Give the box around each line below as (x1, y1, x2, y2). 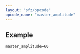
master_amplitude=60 (5, 44, 49, 49)
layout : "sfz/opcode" (5, 7, 51, 13)
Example (5, 31, 33, 39)
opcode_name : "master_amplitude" (5, 12, 76, 17)
